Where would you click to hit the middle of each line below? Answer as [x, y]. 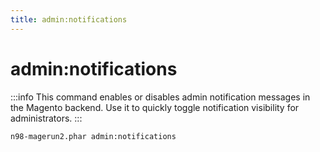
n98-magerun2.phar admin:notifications [93, 136]
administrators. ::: [46, 118]
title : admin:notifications [69, 19]
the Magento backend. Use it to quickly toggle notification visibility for [155, 107]
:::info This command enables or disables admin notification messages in [160, 97]
